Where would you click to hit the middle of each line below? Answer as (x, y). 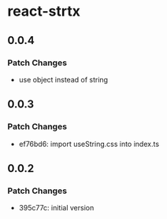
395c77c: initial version (56, 208)
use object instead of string (63, 79)
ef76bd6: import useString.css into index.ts (89, 144)
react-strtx (44, 11)
